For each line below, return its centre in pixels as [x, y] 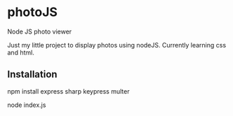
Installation [32, 74]
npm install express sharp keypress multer [68, 91]
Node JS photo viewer [40, 31]
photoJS [33, 12]
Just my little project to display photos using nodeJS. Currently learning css [117, 45]
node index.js [27, 105]
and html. [21, 52]
